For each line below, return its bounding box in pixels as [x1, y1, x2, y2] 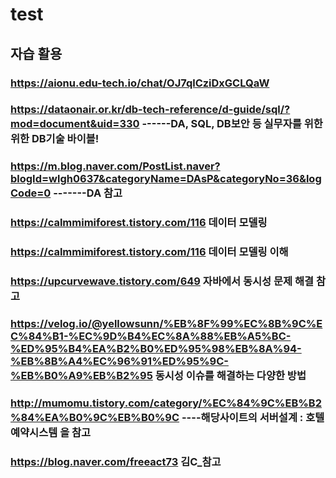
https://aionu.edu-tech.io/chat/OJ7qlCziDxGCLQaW [10, 76, 270, 90]
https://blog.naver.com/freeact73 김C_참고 [10, 454, 222, 468]
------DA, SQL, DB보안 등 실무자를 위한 [141, 117, 323, 131]
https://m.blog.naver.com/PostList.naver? [10, 159, 221, 173]
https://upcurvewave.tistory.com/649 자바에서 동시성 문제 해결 [10, 274, 315, 288]
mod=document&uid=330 [10, 117, 140, 131]
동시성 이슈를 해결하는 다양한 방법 [154, 369, 307, 383]
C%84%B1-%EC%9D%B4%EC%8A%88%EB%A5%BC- [10, 329, 292, 343]
